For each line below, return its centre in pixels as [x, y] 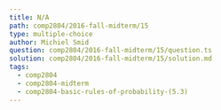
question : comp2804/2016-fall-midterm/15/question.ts [111, 51]
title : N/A [29, 17]
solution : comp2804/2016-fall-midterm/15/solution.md [111, 59]
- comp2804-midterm [53, 83]
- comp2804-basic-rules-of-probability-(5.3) [103, 91]
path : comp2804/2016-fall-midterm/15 [79, 26]
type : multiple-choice [51, 34]
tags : [19, 67]
